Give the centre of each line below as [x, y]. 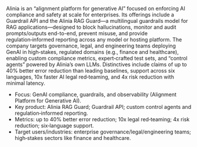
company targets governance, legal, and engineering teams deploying [91, 46]
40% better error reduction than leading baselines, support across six [91, 71]
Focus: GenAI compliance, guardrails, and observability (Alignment [96, 94]
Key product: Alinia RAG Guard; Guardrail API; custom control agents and [103, 107]
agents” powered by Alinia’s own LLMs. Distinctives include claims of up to [96, 64]
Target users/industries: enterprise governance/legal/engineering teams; [103, 132]
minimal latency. [26, 83]
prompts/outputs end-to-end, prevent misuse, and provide [77, 33]
